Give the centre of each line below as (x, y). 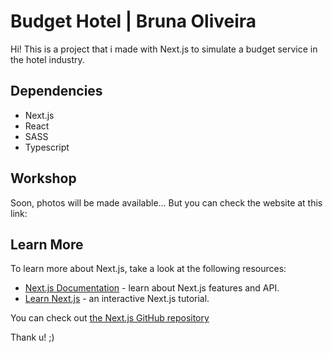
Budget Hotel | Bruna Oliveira (133, 21)
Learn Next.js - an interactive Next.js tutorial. (117, 299)
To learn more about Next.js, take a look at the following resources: (148, 269)
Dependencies (56, 91)
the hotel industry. (47, 59)
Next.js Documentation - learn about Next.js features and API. (152, 288)
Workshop (43, 178)
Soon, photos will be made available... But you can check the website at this (166, 202)
